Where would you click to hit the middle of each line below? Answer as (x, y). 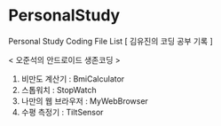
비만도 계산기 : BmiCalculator (73, 79)
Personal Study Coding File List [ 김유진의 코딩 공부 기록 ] (111, 41)
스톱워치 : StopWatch (59, 90)
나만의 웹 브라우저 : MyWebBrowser (84, 101)
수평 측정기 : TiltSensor (62, 112)
